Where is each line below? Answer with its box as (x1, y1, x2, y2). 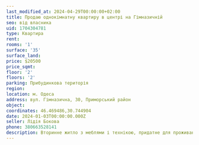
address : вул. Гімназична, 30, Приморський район (6, 96, 131, 102)
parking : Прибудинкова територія (6, 80, 89, 86)
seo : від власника (6, 20, 52, 25)
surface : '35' (6, 47, 41, 53)
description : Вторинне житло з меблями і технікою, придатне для (6, 130, 171, 136)
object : (6, 102, 25, 108)
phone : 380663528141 (6, 124, 57, 130)
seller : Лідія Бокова (6, 119, 60, 125)
